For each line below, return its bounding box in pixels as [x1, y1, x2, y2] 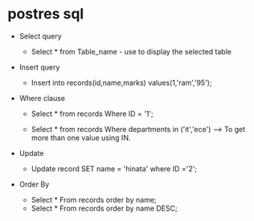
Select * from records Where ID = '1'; [31, 109, 154, 119]
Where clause [18, 93, 66, 102]
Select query [18, 31, 62, 41]
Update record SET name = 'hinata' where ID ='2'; [31, 163, 198, 173]
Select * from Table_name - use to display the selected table [31, 46, 232, 56]
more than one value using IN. [31, 133, 131, 143]
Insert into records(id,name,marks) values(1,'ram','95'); [31, 78, 212, 87]
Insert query [18, 62, 60, 72]
